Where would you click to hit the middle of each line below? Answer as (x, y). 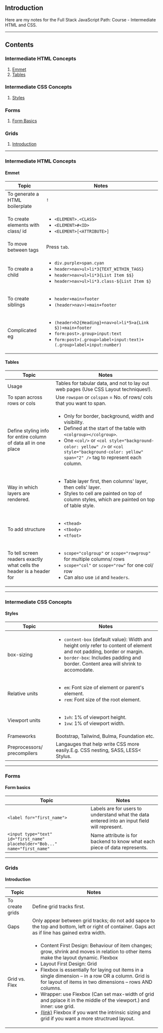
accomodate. (79, 670)
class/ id (17, 231)
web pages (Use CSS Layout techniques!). (104, 389)
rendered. (19, 499)
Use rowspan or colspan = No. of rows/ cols (104, 397)
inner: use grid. (58, 1006)
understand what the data (120, 814)
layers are (19, 493)
